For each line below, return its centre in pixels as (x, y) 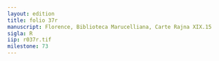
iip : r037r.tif (29, 40)
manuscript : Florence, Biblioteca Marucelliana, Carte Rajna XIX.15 (109, 27)
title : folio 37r (33, 20)
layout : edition (31, 14)
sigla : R (20, 33)
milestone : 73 (28, 46)
